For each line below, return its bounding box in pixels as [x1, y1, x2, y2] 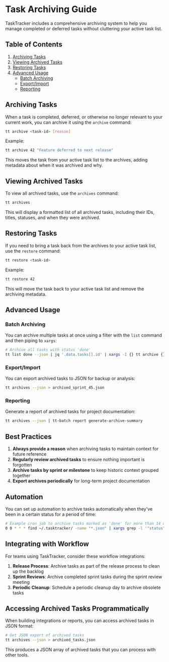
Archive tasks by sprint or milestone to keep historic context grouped [12, 467, 159, 473]
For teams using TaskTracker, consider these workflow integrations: [5, 553, 146, 559]
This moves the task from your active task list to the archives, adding [5, 157, 148, 163]
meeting [12, 579, 30, 585]
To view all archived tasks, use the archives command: [5, 190, 119, 196]
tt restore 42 [5, 277, 35, 282]
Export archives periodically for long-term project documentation [12, 478, 150, 484]
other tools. [5, 652, 29, 658]
